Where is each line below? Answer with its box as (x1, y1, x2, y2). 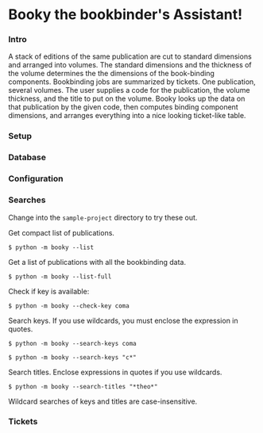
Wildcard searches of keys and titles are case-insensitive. (8, 397, 198, 406)
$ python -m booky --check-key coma (8, 301, 130, 310)
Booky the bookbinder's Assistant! (8, 6, 243, 24)
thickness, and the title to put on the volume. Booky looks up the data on (8, 94, 246, 104)
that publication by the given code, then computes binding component (8, 102, 238, 112)
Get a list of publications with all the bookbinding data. (8, 257, 187, 266)
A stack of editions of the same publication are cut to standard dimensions (8, 52, 252, 61)
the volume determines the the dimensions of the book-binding (8, 69, 215, 79)
